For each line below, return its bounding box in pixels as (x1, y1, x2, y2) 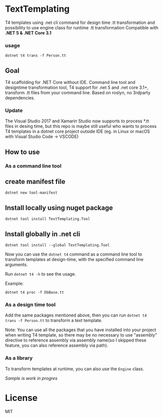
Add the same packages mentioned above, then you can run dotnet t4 (5, 312, 147, 318)
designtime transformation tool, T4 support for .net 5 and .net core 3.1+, (5, 84, 149, 91)
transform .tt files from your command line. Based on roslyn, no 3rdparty (5, 90, 151, 96)
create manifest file (5, 178, 66, 186)
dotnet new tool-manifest (5, 190, 57, 196)
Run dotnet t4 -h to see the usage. (5, 271, 76, 277)
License (5, 392, 38, 403)
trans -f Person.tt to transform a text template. (5, 318, 103, 323)
